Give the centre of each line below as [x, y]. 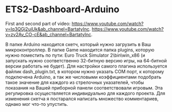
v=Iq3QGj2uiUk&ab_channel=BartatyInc [47, 29]
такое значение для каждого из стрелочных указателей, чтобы [75, 82]
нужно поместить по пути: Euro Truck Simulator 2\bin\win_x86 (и [75, 55]
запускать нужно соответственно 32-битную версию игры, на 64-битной [86, 60]
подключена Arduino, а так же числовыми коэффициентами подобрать [83, 77]
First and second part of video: [38, 24]
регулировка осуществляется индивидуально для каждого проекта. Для [85, 93]
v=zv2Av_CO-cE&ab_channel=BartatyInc [48, 34]
